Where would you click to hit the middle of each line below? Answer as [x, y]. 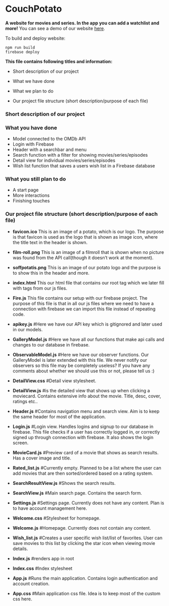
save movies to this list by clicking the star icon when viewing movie [84, 543]
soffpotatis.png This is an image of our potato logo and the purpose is [87, 267]
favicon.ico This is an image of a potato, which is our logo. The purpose [88, 232]
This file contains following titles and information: [59, 61]
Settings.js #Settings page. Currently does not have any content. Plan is [88, 503]
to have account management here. [50, 508]
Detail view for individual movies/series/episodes [64, 160]
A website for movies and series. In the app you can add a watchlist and [82, 23]
